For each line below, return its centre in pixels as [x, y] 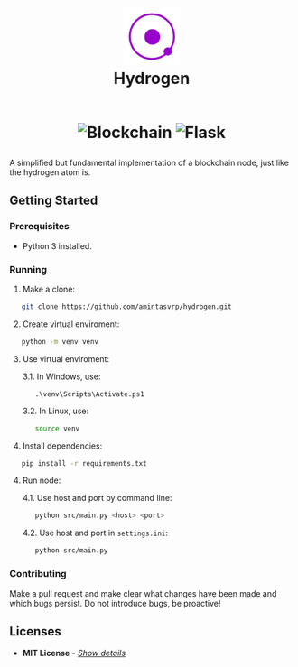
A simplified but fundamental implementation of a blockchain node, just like [149, 162]
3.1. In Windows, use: [61, 376]
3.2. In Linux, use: [55, 411]
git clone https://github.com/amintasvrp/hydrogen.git [126, 306]
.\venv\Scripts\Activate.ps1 [89, 394]
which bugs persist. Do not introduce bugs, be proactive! [115, 603]
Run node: [42, 480]
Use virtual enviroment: [66, 358]
